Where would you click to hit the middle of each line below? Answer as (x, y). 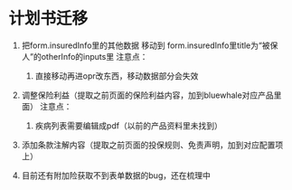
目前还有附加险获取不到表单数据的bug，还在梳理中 (116, 175)
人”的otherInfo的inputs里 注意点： (85, 56)
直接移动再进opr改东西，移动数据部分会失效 (117, 76)
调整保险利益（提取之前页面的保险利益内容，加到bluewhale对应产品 (148, 95)
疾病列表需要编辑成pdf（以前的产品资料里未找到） (128, 125)
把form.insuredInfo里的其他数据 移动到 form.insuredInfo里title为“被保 (150, 45)
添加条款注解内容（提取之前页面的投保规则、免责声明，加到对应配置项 (152, 145)
